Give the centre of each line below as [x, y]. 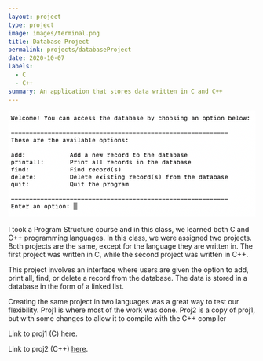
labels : [21, 67]
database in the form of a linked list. [66, 286]
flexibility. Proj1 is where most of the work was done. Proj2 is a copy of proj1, [132, 310]
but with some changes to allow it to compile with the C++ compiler [117, 319]
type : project [31, 25]
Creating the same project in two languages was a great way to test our [124, 302]
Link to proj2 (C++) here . [48, 349]
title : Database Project [49, 42]
